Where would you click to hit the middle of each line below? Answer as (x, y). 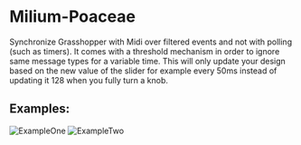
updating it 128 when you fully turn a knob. (89, 80)
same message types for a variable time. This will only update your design (148, 61)
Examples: (40, 109)
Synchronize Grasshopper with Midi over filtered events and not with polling (150, 42)
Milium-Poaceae (72, 17)
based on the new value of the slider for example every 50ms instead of (143, 71)
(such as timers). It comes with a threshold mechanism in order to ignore (145, 51)
